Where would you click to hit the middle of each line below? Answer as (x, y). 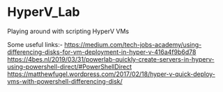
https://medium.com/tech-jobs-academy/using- (133, 44)
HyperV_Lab (44, 12)
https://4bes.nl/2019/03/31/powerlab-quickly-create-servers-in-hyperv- (111, 59)
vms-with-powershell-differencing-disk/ (65, 81)
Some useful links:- (35, 44)
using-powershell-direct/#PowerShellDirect (70, 66)
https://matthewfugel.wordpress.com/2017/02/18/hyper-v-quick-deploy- (111, 74)
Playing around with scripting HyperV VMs (68, 31)
